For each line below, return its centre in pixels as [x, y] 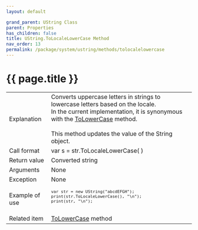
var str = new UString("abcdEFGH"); [93, 192]
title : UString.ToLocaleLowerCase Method [58, 39]
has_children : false [32, 33]
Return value [27, 160]
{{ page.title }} [42, 79]
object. [61, 141]
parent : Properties [30, 28]
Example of [25, 195]
